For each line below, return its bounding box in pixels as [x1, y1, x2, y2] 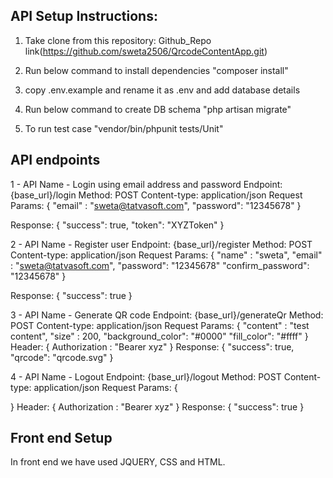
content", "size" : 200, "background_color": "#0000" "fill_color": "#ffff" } [10, 330, 309, 342]
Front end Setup [10, 430, 113, 447]
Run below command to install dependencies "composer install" [24, 64, 289, 76]
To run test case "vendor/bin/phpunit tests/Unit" [24, 122, 224, 134]
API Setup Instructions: [10, 8, 158, 25]
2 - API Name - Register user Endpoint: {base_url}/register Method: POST [10, 238, 313, 250]
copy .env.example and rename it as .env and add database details [24, 84, 301, 96]
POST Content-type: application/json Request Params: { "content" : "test [10, 319, 310, 331]
